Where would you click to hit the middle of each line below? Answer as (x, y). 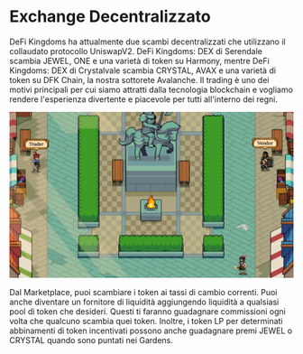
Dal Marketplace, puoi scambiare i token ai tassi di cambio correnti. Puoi (143, 293)
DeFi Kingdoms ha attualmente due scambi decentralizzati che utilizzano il (147, 42)
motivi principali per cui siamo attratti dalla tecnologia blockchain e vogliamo (151, 89)
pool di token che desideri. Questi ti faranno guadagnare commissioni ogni (147, 312)
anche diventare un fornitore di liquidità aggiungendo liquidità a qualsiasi (144, 302)
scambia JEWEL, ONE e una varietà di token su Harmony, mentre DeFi (140, 61)
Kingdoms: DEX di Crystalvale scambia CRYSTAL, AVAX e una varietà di (143, 70)
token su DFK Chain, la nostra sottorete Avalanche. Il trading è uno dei (139, 79)
